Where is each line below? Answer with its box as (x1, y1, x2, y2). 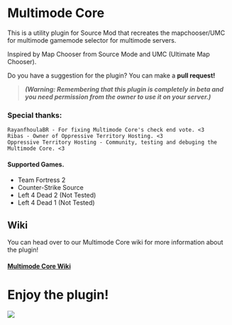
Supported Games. (7, 160, 65, 169)
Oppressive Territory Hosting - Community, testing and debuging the (7, 139, 218, 146)
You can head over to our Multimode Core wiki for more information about (7, 238, 223, 247)
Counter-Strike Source (17, 183, 84, 192)
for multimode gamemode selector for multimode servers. (7, 36, 177, 44)
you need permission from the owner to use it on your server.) (24, 92, 211, 101)
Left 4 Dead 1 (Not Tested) (17, 198, 95, 207)
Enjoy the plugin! (7, 287, 109, 303)
